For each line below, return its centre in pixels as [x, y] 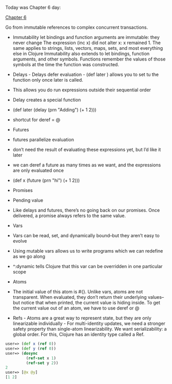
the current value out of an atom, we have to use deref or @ [76, 308]
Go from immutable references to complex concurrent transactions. [77, 27]
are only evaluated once [38, 170]
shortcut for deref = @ [36, 120]
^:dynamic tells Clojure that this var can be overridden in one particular [88, 266]
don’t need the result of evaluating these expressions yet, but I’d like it [87, 149]
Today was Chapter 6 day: [33, 7]
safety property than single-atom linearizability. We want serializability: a [90, 329]
